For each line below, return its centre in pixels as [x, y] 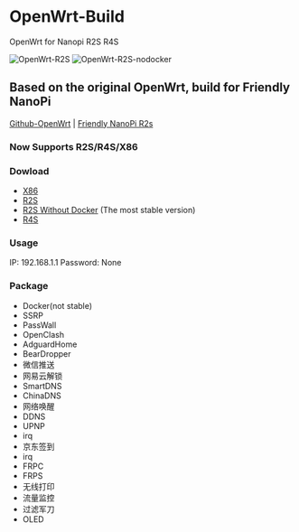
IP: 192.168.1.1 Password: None [65, 263]
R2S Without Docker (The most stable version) [109, 210]
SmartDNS [42, 386]
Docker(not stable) [57, 305]
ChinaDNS [42, 396]
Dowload [29, 171]
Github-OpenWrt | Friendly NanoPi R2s [81, 123]
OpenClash [43, 334]
